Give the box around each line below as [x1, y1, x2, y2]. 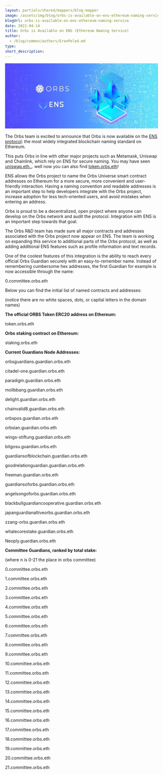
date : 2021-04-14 [5, 23, 40, 28]
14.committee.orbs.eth [5, 698, 50, 704]
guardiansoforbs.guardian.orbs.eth [5, 481, 75, 487]
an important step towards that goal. [5, 218, 78, 224]
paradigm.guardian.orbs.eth [5, 378, 61, 383]
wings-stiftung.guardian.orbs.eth [5, 434, 71, 440]
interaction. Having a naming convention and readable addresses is [21, 183, 156, 189]
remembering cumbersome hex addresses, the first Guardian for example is [5, 263, 157, 269]
